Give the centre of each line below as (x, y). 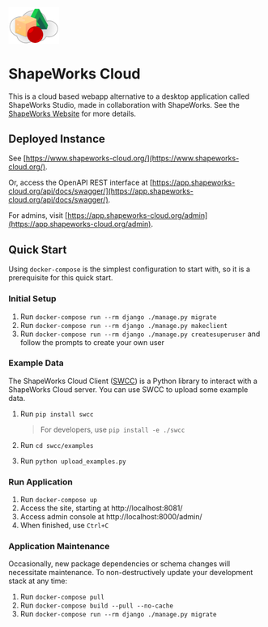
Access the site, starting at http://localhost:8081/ (102, 508)
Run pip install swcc (57, 414)
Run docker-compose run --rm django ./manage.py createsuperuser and (140, 334)
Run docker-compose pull (62, 597)
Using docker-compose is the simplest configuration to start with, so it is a (130, 269)
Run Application (40, 482)
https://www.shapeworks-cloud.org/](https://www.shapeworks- (132, 158)
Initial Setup (32, 299)
